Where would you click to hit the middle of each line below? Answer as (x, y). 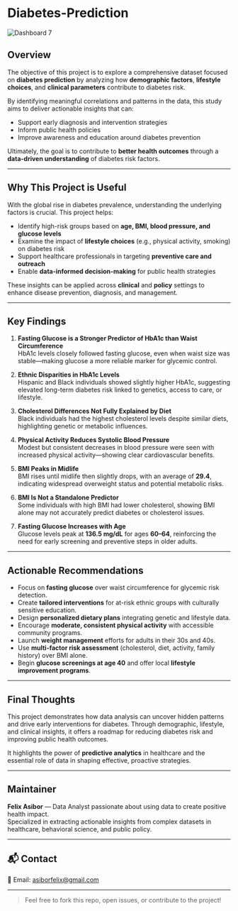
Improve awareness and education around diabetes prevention (109, 137)
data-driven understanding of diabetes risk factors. (84, 158)
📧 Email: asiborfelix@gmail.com (53, 879)
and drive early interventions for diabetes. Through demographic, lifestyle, (116, 724)
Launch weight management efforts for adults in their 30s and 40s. (117, 641)
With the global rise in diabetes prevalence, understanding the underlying (114, 204)
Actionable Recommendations (75, 570)
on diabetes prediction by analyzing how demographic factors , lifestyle (114, 79)
